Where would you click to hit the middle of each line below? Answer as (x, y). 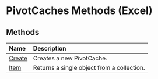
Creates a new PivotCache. (70, 58)
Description (50, 49)
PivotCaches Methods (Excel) (79, 11)
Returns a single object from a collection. (89, 68)
